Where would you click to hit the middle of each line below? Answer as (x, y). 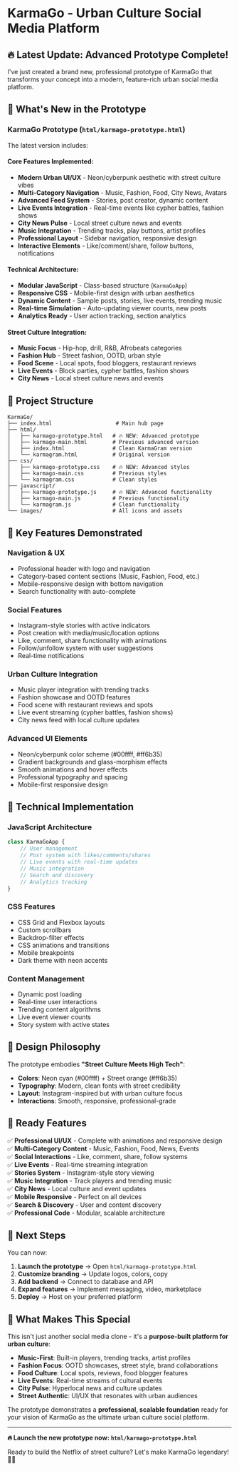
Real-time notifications (51, 656)
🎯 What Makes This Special (69, 1319)
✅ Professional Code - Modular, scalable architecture (86, 1213)
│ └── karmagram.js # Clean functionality (94, 505)
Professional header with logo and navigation (84, 568)
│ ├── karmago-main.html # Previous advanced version (103, 443)
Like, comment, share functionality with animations (92, 641)
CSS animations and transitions (63, 945)
